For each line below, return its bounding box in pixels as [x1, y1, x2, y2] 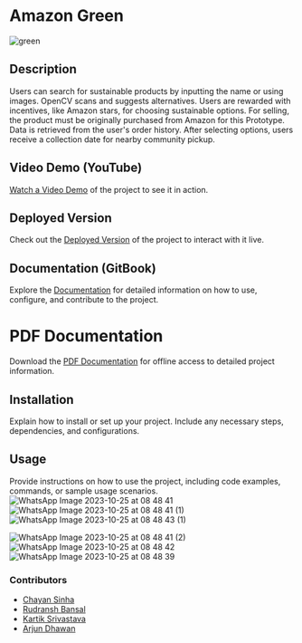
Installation [9, 391, 74, 408]
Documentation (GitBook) [9, 260, 156, 276]
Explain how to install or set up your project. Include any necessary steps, [9, 416, 285, 427]
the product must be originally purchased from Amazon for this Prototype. [9, 114, 285, 125]
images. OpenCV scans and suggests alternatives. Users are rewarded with [9, 95, 291, 106]
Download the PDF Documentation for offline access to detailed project [9, 356, 276, 367]
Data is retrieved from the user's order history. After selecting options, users [9, 124, 294, 135]
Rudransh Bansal [22, 604, 86, 615]
